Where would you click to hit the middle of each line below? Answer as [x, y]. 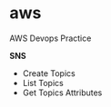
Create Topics [49, 73]
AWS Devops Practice [50, 38]
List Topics [43, 83]
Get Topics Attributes [62, 92]
